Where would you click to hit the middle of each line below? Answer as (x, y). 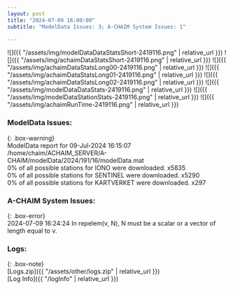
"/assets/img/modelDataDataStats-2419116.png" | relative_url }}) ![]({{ (107, 90)
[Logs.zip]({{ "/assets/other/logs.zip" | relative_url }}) (84, 271)
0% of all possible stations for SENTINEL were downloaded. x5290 (104, 175)
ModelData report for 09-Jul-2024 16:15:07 (69, 145)
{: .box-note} (26, 264)
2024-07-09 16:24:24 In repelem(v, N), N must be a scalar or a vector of (112, 223)
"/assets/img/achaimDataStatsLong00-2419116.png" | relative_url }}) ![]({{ (113, 68)
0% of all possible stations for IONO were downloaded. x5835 (97, 168)
